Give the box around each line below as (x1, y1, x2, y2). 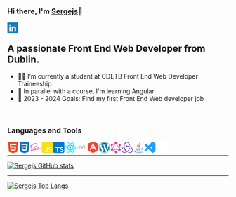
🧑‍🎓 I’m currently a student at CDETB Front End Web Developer (17, 72, 198, 81)
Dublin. (7, 53, 40, 65)
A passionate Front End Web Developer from (7, 42, 206, 55)
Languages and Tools (7, 125, 82, 135)
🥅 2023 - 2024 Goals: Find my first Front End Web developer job (17, 95, 204, 103)
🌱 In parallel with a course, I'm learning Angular (17, 87, 155, 95)
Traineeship (17, 80, 52, 88)
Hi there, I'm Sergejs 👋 (7, 6, 83, 16)
